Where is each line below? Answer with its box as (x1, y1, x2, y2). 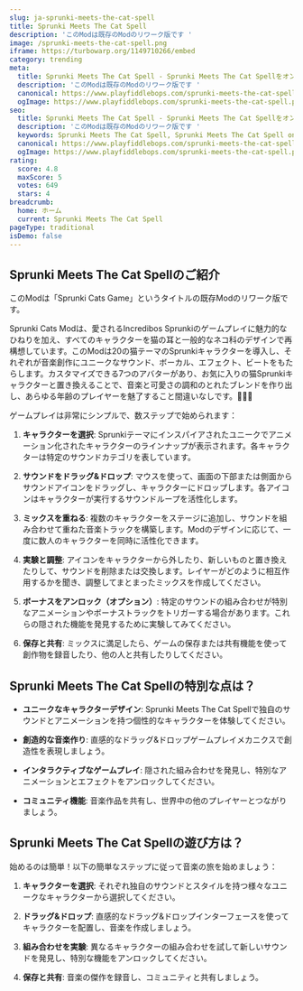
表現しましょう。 (46, 746, 110, 756)
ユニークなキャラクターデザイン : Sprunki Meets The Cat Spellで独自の (22, 704, 283, 714)
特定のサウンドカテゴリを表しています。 (46, 452, 196, 463)
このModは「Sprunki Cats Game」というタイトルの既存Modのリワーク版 (9, 292, 281, 303)
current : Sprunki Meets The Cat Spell (17, 214, 164, 224)
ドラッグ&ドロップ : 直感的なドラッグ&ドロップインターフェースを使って (22, 911, 289, 922)
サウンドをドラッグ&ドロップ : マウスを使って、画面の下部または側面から (22, 471, 293, 482)
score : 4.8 (17, 164, 59, 173)
